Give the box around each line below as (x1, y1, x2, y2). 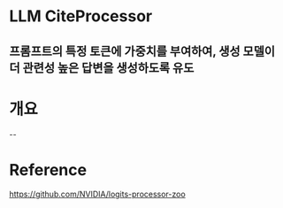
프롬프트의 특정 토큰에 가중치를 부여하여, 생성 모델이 (9, 43, 276, 58)
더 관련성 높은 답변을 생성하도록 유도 (9, 60, 195, 75)
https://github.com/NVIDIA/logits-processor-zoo (9, 189, 186, 200)
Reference (9, 159, 87, 180)
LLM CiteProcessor (9, 6, 153, 27)
